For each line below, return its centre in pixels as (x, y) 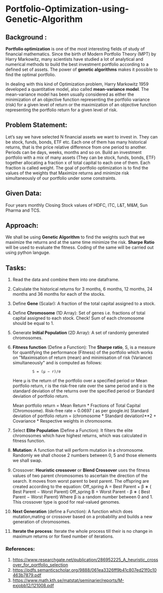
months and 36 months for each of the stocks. (59, 294)
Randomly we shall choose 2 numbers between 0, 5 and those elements (84, 456)
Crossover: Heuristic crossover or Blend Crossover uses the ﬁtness (81, 470)
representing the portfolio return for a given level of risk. (62, 110)
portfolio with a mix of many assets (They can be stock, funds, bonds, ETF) (81, 157)
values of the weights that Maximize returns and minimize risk (67, 173)
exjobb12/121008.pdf (33, 585)
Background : (26, 37)
